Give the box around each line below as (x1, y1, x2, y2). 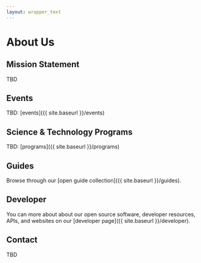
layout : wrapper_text (6, 9, 62, 15)
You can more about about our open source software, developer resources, (6, 211, 196, 218)
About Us (6, 35, 55, 49)
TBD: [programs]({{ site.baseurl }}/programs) (6, 143, 120, 150)
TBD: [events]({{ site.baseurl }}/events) (6, 109, 105, 116)
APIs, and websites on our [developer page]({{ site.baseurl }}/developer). (6, 217, 191, 224)
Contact (6, 235, 38, 245)
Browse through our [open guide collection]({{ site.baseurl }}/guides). (6, 177, 182, 184)
